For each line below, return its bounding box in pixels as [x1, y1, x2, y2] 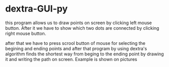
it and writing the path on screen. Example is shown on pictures [5, 56, 137, 62]
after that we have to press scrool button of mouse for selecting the [5, 40, 146, 46]
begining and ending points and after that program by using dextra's [5, 45, 147, 51]
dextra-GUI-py [5, 3, 68, 15]
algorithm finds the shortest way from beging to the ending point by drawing [5, 51, 164, 57]
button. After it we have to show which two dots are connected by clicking [5, 25, 159, 31]
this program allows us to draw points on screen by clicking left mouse [5, 20, 152, 26]
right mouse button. [5, 30, 46, 36]
